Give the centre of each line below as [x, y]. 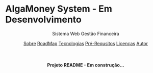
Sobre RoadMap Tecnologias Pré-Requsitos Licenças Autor [86, 43]
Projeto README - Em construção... [86, 65]
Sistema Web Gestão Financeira [86, 33]
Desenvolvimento [43, 20]
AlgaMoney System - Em [59, 9]
